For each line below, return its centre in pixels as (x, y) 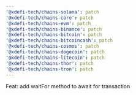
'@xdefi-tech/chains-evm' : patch (48, 23)
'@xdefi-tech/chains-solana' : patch (52, 12)
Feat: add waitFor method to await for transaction (68, 86)
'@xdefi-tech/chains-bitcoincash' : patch (59, 40)
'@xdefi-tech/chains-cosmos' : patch (52, 47)
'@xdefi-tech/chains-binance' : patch (54, 29)
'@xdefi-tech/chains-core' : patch (50, 18)
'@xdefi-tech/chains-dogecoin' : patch (55, 52)
